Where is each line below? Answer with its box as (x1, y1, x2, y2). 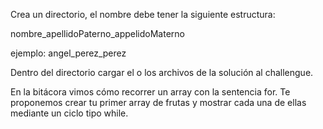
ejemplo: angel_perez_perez (10, 47, 127, 59)
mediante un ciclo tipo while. (10, 107, 129, 119)
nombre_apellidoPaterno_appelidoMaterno (10, 28, 185, 39)
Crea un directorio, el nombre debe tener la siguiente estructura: (10, 9, 276, 20)
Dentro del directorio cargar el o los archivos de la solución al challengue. (10, 67, 314, 78)
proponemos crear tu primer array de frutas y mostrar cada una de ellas (10, 97, 307, 108)
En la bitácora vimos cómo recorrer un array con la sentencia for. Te (10, 86, 291, 98)
